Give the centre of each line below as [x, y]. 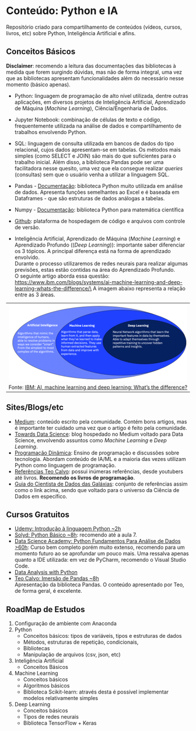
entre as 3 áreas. [35, 295]
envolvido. [27, 257]
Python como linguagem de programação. [65, 465]
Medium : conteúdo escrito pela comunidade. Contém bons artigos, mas [101, 421]
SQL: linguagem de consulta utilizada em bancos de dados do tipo [94, 143]
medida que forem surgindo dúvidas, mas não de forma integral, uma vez [94, 72]
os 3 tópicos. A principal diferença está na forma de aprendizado [92, 251]
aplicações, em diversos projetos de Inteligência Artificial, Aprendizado [100, 102]
